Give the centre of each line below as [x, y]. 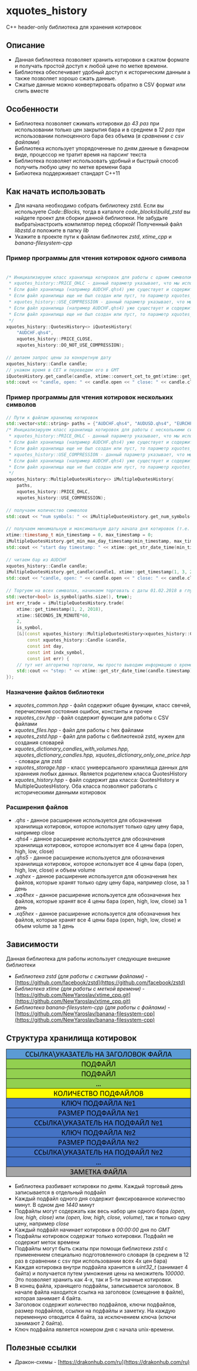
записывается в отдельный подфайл [60, 1193]
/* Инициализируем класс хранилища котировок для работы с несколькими [95, 430]
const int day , [46, 646]
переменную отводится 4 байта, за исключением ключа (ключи [95, 1317]
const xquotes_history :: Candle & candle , [77, 640]
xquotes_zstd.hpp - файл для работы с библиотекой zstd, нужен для [99, 736]
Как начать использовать [56, 191]
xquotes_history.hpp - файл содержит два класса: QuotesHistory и [97, 780]
